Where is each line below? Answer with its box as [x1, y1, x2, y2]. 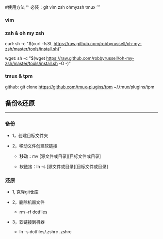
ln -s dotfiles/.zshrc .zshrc [19, 228, 72, 235]
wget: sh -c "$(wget [5, 55, 45, 61]
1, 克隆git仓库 [12, 189, 39, 195]
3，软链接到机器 [12, 219, 45, 225]
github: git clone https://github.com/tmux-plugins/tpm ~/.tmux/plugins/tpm [5, 84, 155, 90]
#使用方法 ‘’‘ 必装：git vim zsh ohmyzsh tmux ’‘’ [5, 4, 100, 10]
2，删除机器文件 [12, 199, 45, 205]
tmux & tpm [5, 73, 33, 79]
